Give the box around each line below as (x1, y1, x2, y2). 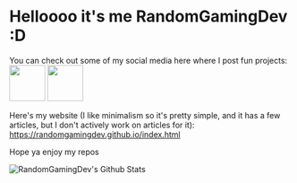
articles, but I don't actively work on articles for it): (9, 119, 195, 130)
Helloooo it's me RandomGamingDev (9, 6, 288, 27)
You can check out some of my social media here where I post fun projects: (9, 55, 288, 65)
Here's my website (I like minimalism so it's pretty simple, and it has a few (9, 109, 281, 120)
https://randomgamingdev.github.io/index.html (9, 128, 181, 140)
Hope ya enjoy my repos (9, 146, 100, 157)
